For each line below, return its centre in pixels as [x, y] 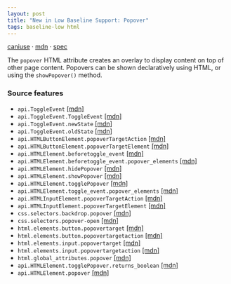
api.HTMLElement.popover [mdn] [63, 272]
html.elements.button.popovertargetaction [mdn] [90, 235]
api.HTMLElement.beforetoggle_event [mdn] [80, 153]
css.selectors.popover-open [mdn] [68, 220]
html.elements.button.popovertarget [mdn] [80, 228]
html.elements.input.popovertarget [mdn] [79, 243]
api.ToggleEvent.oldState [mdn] [65, 131]
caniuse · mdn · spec [38, 47]
